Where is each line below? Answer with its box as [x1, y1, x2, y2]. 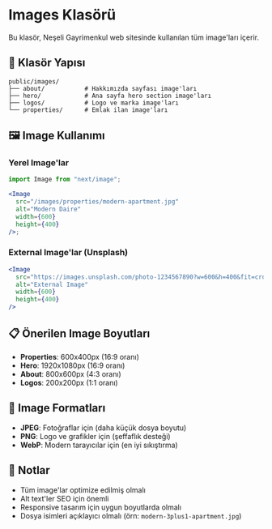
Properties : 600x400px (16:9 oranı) [19, 352, 139, 361]
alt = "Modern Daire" [15, 205, 82, 214]
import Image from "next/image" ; [8, 176, 121, 184]
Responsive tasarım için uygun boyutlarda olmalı [19, 502, 182, 512]
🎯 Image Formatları [8, 401, 106, 415]
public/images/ [8, 77, 60, 86]
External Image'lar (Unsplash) [8, 247, 129, 258]
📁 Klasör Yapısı [8, 56, 86, 70]
